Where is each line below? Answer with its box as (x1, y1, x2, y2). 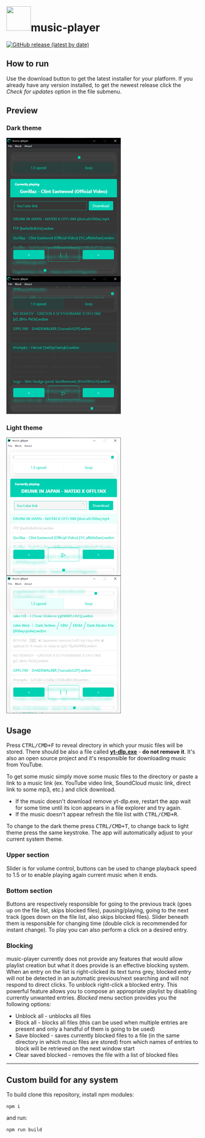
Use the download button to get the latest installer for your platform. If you (6, 74, 193, 82)
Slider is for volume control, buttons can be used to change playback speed (6, 865, 197, 872)
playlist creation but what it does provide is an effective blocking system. (6, 962, 190, 969)
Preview (6, 106, 38, 116)
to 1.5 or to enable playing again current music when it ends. (6, 871, 158, 878)
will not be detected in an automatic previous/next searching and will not (6, 974, 189, 982)
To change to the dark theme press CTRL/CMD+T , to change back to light (6, 823, 189, 830)
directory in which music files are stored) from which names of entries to (15, 1039, 198, 1046)
